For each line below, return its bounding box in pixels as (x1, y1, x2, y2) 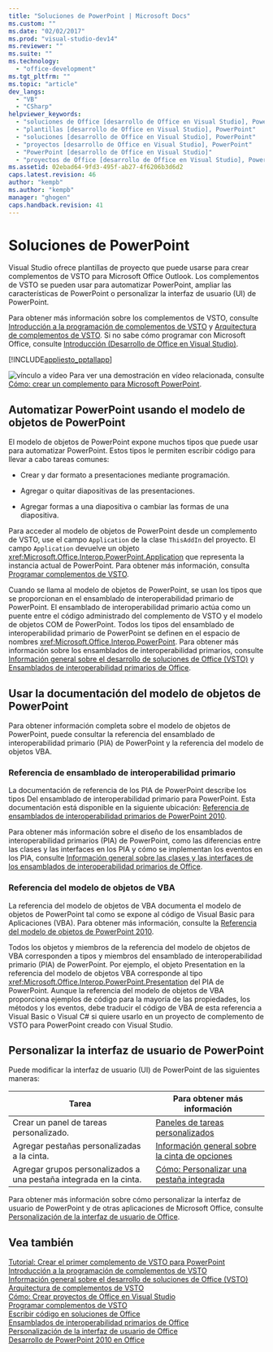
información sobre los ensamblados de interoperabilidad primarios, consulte (8, 646, 264, 656)
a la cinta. (12, 1150, 50, 1162)
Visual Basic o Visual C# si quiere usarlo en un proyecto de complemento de (8, 1011, 264, 1021)
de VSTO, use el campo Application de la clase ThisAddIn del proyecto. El (8, 534, 256, 545)
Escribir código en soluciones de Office (8, 1309, 141, 1319)
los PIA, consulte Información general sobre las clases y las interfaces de (8, 853, 253, 863)
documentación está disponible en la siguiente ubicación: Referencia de (8, 803, 249, 813)
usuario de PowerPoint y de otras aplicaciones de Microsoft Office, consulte (8, 1203, 264, 1213)
